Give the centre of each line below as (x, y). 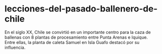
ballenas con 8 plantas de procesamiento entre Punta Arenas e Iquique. (76, 37)
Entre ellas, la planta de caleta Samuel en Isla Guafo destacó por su (72, 42)
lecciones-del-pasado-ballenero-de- (81, 9)
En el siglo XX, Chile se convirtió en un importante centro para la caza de (78, 32)
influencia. (15, 47)
